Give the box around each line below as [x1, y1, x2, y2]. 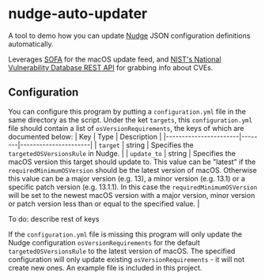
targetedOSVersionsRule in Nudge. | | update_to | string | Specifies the [8, 148, 236, 158]
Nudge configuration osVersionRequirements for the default [8, 237, 200, 247]
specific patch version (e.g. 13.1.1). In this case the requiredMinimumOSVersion [8, 182, 258, 192]
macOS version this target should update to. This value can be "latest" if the [8, 157, 256, 166]
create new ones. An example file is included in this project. [8, 263, 203, 272]
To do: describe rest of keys [8, 214, 100, 223]
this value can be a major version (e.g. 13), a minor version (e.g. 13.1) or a [8, 174, 245, 183]
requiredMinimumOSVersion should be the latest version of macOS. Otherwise [8, 165, 257, 174]
